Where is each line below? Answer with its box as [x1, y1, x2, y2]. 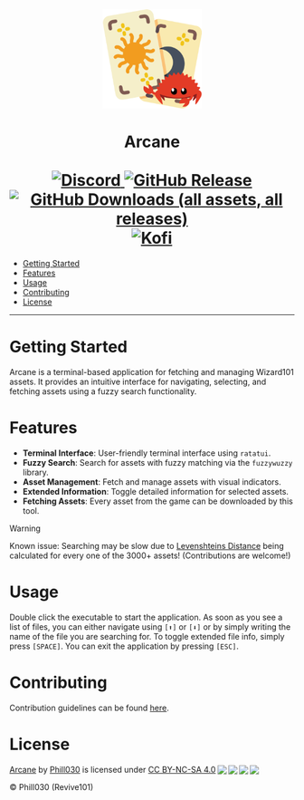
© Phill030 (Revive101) [9, 781, 94, 792]
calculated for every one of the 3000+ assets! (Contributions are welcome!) [9, 550, 291, 561]
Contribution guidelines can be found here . [9, 702, 170, 713]
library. [22, 467, 50, 477]
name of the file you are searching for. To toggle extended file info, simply [9, 631, 285, 641]
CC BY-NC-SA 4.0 [147, 764, 216, 775]
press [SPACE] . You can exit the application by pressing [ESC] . [9, 641, 240, 651]
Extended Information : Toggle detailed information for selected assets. [22, 486, 290, 496]
